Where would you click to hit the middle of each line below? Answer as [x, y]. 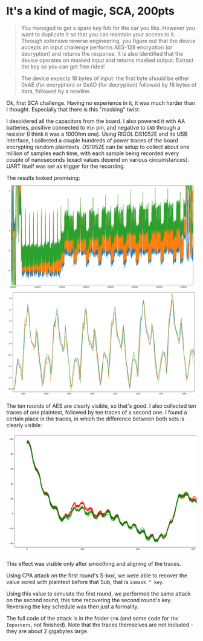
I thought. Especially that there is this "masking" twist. [73, 109]
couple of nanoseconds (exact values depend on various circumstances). [98, 159]
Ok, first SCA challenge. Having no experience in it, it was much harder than [101, 103]
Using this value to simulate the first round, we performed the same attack [99, 594]
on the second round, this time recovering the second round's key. [89, 600]
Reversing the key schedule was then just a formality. [72, 606]
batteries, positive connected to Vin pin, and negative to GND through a [93, 127]
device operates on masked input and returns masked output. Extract [107, 60]
